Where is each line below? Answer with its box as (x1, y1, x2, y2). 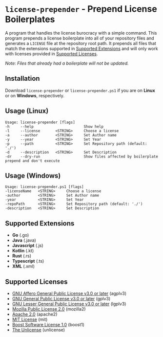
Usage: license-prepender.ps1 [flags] (5, 184, 84, 189)
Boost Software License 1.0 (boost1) (12, 322, 84, 327)
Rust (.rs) (12, 253, 32, 259)
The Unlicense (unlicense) (12, 327, 65, 333)
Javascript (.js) (12, 243, 43, 248)
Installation (5, 74, 40, 83)
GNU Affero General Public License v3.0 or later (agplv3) (12, 291, 127, 296)
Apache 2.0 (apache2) (12, 312, 58, 317)
